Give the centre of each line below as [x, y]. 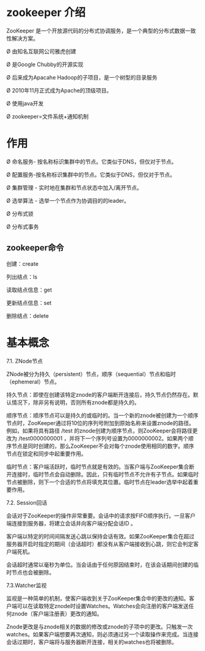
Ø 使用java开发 [25, 103]
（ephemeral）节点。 [33, 382]
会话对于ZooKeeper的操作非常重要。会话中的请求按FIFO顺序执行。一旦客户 [101, 516]
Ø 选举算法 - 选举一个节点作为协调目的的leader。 [68, 200]
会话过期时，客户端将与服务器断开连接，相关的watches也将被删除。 [92, 642]
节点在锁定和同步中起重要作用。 [46, 453]
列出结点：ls [22, 277]
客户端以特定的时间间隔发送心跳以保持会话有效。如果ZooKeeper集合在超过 [100, 536]
